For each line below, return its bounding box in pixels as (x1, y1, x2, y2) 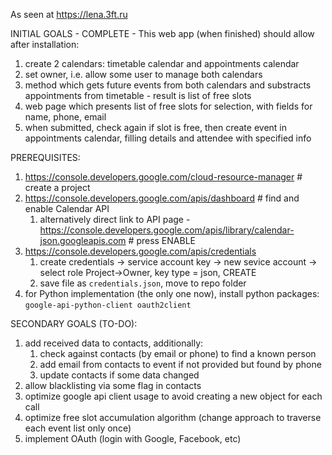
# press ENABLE (128, 235, 196, 246)
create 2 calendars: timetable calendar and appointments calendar (24, 58, 300, 69)
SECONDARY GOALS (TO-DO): (10, 318, 138, 329)
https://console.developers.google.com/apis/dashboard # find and (24, 192, 300, 204)
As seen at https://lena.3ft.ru (10, 9, 128, 20)
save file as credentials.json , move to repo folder (39, 277, 247, 289)
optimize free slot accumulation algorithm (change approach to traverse (24, 412, 322, 423)
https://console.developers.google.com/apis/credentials (24, 245, 257, 257)
